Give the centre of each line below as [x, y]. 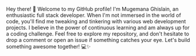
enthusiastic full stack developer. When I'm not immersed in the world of [94, 15]
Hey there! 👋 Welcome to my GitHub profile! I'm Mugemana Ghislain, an [92, 9]
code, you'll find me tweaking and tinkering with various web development [96, 21]
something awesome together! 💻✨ [48, 46]
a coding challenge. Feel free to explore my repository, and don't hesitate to [98, 34]
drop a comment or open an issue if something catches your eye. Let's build [98, 40]
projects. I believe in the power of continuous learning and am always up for [98, 27]
